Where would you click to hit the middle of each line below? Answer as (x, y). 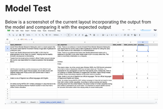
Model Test (28, 8)
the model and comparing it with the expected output (58, 27)
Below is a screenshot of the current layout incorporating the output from (78, 22)
